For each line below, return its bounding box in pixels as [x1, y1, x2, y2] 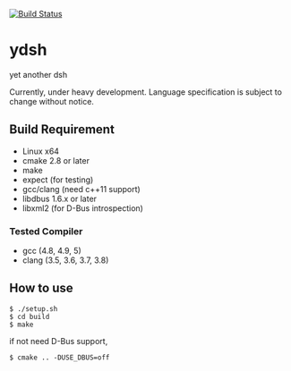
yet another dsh [9, 69, 68, 80]
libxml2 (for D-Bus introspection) [21, 202, 143, 214]
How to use [9, 281, 73, 296]
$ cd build [9, 312, 50, 321]
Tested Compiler [9, 224, 83, 237]
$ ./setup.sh [9, 304, 58, 313]
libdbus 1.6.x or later [21, 193, 97, 204]
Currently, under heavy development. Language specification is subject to [9, 86, 282, 97]
